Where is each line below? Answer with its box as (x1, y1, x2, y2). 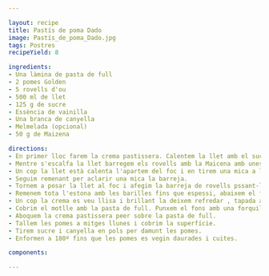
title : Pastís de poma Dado (8, 26, 102, 34)
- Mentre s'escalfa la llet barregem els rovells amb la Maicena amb (8, 160, 246, 168)
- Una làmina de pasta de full (8, 71, 113, 79)
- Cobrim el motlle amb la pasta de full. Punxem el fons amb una (8, 205, 235, 213)
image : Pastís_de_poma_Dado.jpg (8, 34, 116, 42)
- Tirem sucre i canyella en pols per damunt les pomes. (8, 226, 203, 235)
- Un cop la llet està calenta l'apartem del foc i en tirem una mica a (8, 167, 256, 175)
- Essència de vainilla (8, 108, 88, 116)
